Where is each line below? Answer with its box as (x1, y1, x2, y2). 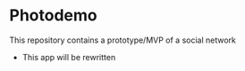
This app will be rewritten (21, 51, 116, 62)
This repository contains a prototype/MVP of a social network (9, 35, 237, 45)
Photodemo (9, 5, 97, 26)
